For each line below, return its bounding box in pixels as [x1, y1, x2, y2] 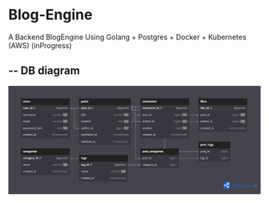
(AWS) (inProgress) [8, 40, 72, 50]
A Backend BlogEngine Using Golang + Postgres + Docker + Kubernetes [8, 32, 247, 42]
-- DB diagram [8, 64, 80, 78]
